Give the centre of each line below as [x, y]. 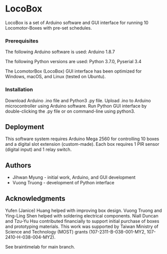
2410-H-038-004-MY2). [30, 237]
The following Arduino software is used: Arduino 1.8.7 [60, 52]
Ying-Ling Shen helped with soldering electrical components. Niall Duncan [82, 215]
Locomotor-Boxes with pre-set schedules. [48, 28]
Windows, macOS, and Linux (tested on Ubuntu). [55, 77]
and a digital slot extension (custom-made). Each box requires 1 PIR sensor [82, 144]
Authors [18, 165]
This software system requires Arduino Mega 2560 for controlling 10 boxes [82, 139]
